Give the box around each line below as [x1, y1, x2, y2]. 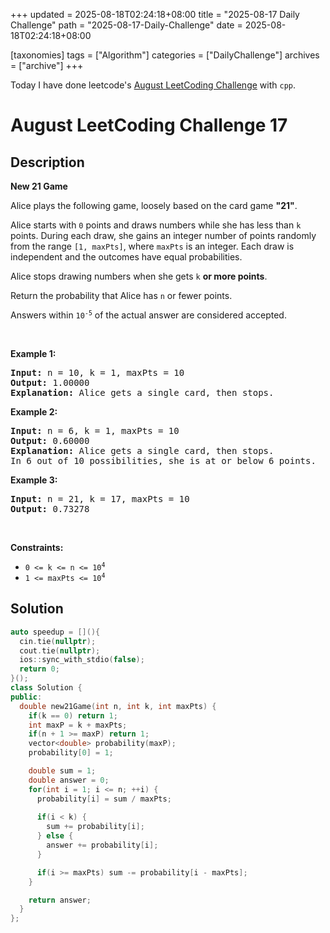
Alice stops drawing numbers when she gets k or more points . [10, 270, 268, 282]
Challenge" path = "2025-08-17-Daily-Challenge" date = [10, 19, 243, 31]
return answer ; [28, 895, 92, 905]
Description [10, 154, 85, 171]
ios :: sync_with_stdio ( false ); [19, 655, 145, 665]
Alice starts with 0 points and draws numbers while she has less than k [10, 219, 302, 231]
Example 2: [10, 406, 58, 418]
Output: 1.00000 [10, 377, 90, 388]
